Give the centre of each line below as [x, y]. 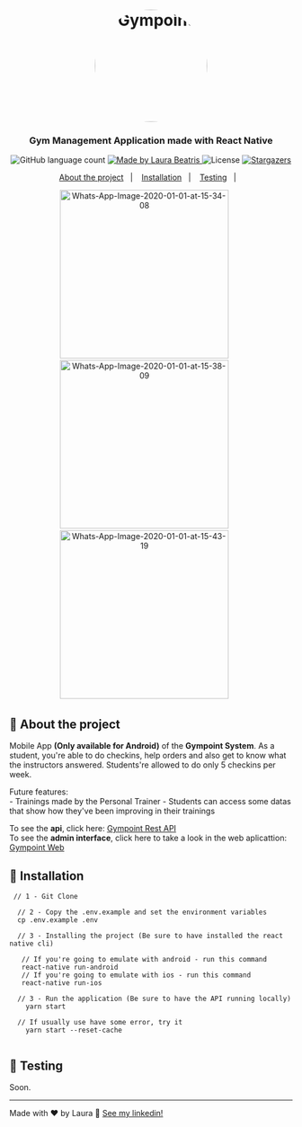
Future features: [39, 792]
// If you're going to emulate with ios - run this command [136, 975]
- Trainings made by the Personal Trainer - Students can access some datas [151, 802]
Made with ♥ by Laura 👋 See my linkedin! [86, 1113]
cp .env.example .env [58, 920]
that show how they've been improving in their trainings [112, 811]
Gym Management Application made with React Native [151, 141]
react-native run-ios [62, 983]
